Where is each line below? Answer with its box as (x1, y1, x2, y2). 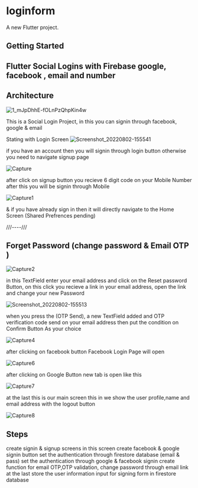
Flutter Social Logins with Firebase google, (6, 61, 167, 71)
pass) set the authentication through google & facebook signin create (6, 458, 176, 465)
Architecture (6, 91, 54, 101)
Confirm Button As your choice (6, 325, 82, 333)
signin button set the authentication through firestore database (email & (6, 451, 180, 458)
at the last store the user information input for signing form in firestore (6, 470, 176, 477)
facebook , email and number (6, 70, 116, 81)
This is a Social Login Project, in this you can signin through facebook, (6, 117, 177, 125)
